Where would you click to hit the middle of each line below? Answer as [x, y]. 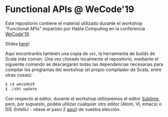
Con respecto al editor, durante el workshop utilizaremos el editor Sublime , [82, 98]
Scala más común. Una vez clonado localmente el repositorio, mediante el [82, 58]
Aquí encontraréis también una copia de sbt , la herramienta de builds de [80, 53]
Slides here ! [18, 43]
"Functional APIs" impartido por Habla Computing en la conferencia [75, 28]
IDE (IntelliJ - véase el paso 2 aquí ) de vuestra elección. [63, 109]
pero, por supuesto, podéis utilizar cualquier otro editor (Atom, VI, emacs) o [83, 104]
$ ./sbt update [21, 89]
